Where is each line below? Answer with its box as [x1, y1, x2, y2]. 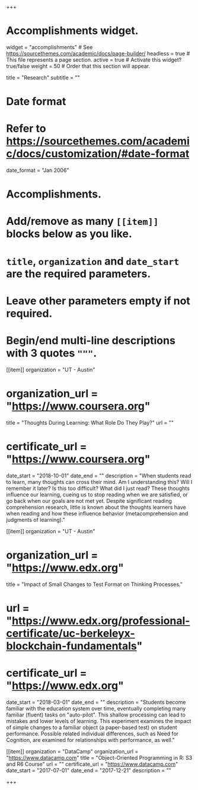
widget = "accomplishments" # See [6, 43, 93, 50]
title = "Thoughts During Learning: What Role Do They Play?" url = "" [6, 419, 174, 426]
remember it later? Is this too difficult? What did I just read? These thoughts [6, 485, 190, 492]
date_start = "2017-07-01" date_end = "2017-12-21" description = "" [6, 766, 172, 774]
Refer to [6, 122, 46, 135]
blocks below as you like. [6, 227, 132, 241]
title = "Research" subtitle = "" [6, 74, 80, 81]
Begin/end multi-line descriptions [6, 334, 176, 347]
